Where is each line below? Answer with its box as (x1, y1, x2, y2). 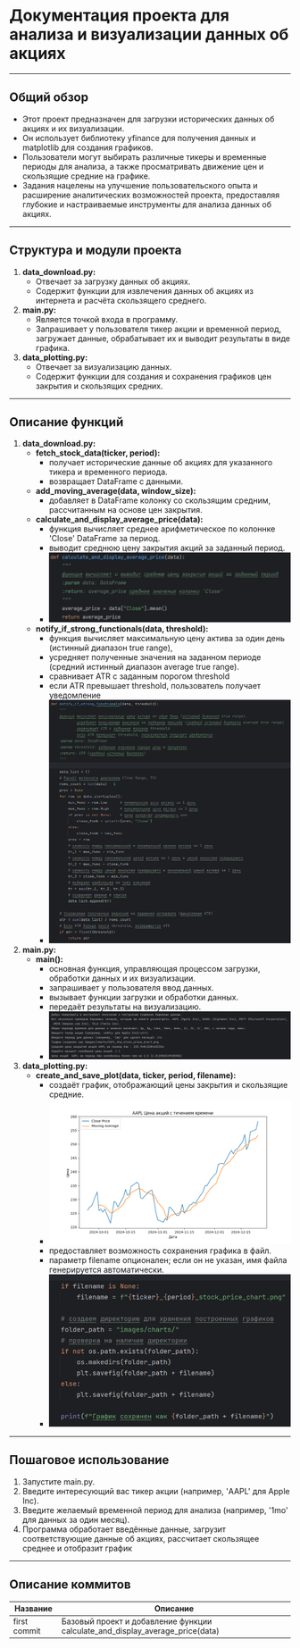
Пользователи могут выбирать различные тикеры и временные (21, 151, 267, 162)
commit (12, 1626, 41, 1636)
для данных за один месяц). (21, 1514, 130, 1525)
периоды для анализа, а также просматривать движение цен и (21, 161, 264, 171)
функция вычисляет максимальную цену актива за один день (48, 632, 286, 643)
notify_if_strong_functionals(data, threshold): (35, 623, 209, 634)
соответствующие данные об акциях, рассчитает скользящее (21, 1533, 260, 1543)
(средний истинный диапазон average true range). (48, 661, 239, 672)
